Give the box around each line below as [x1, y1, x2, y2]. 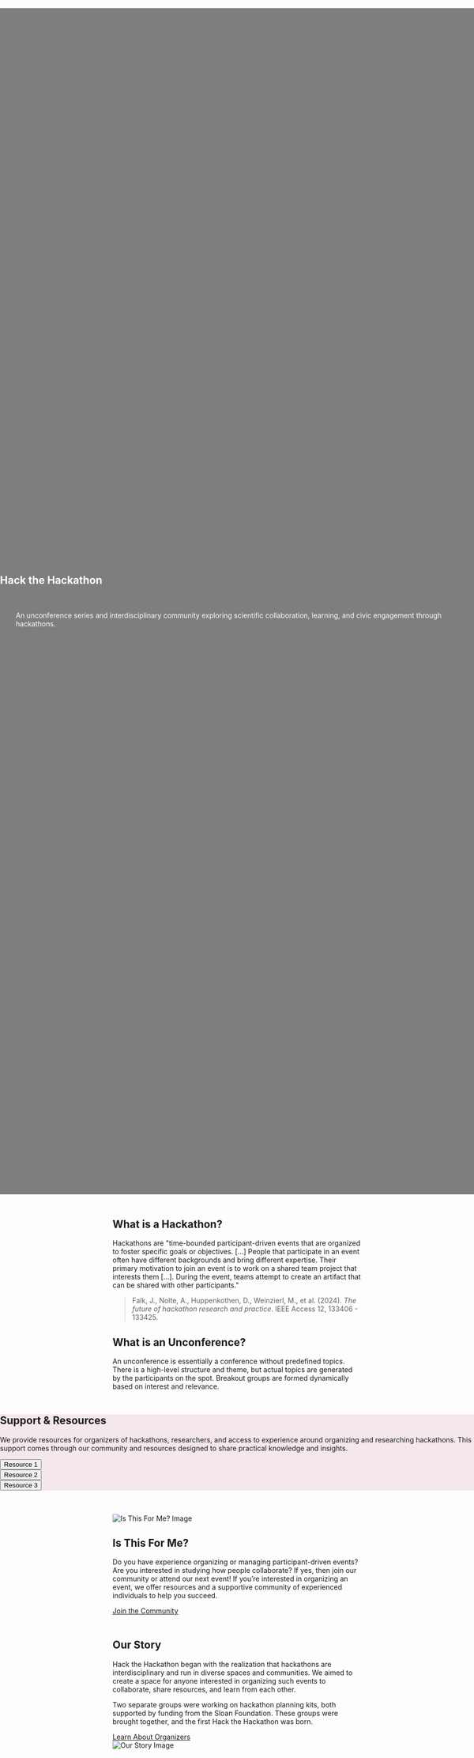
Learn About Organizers [112, 1732, 191, 1741]
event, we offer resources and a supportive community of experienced [112, 1582, 343, 1592]
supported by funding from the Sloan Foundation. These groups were [112, 1708, 339, 1718]
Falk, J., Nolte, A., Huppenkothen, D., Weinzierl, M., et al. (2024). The [131, 1296, 357, 1306]
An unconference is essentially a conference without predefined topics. [112, 1356, 345, 1367]
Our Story [112, 1639, 162, 1652]
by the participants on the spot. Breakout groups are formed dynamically [112, 1374, 349, 1383]
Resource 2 [4, 1470, 39, 1479]
